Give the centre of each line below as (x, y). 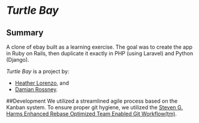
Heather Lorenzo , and (42, 83)
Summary (25, 33)
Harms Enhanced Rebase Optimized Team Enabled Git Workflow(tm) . (92, 114)
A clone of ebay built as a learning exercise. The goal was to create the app (99, 47)
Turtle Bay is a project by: (38, 71)
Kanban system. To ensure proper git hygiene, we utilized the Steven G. (95, 107)
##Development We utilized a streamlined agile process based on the (92, 101)
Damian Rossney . (36, 89)
